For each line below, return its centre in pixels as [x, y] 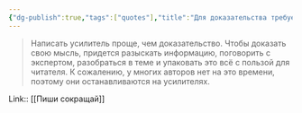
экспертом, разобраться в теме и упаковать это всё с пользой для [160, 62]
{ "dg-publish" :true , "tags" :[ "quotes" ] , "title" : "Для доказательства [138, 17]
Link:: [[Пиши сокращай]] [57, 99]
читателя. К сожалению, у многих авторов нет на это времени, [153, 72]
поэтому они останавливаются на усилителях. [120, 81]
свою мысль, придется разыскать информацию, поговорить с [151, 52]
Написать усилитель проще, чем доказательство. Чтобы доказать [158, 43]
